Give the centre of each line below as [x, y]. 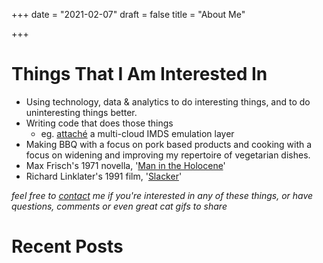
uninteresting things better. [81, 112]
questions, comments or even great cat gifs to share [119, 206]
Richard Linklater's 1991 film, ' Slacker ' [104, 176]
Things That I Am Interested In [139, 74]
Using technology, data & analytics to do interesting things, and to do [168, 101]
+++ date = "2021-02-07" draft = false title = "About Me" [128, 14]
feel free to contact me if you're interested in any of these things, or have [162, 195]
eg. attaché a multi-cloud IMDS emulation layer [137, 133]
